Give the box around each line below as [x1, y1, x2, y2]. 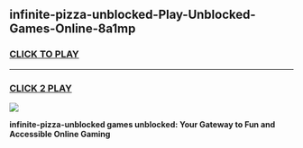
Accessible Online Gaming [9, 128, 111, 139]
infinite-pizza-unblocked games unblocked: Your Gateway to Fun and [9, 118, 276, 129]
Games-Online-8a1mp [9, 22, 136, 37]
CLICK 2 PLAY [9, 82, 72, 94]
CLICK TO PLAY [9, 48, 79, 61]
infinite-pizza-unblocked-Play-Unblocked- [9, 7, 256, 22]
